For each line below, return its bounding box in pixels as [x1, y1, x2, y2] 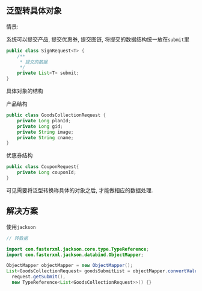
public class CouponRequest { [6, 164, 79, 170]
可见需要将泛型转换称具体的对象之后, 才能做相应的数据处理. [6, 186, 153, 194]
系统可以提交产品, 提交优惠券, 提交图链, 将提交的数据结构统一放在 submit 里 [6, 36, 189, 43]
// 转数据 [6, 235, 28, 241]
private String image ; [17, 129, 74, 135]
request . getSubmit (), [11, 274, 66, 280]
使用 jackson [6, 223, 36, 230]
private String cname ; [17, 134, 74, 140]
